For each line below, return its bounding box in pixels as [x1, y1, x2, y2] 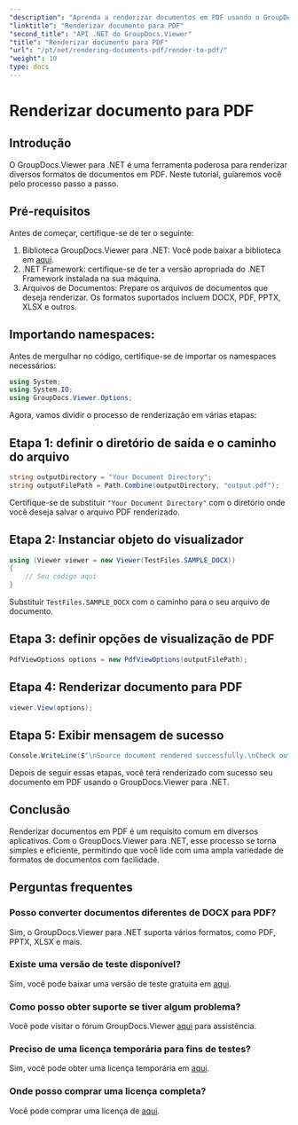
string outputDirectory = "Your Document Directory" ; [9, 472, 213, 482]
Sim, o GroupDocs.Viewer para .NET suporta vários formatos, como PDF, [9, 926, 277, 937]
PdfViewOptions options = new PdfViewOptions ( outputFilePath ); [9, 655, 248, 664]
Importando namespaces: [9, 327, 155, 342]
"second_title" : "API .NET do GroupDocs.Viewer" [9, 29, 192, 38]
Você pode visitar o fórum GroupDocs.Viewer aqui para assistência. [9, 1021, 257, 1032]
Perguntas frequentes [9, 880, 133, 895]
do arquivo [9, 449, 70, 464]
